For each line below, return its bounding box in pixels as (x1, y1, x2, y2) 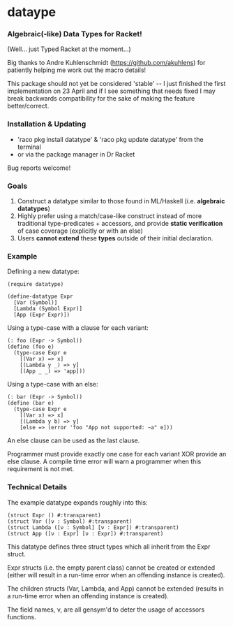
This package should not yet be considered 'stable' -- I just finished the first (7, 80, 226, 88)
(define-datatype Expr (7, 293, 73, 301)
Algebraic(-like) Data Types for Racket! (7, 29, 142, 39)
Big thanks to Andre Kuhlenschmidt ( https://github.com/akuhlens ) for (7, 59, 206, 67)
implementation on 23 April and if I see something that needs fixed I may (7, 87, 216, 95)
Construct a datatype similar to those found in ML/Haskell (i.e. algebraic (17, 197, 225, 206)
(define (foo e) (7, 343, 54, 350)
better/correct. (7, 102, 50, 110)
